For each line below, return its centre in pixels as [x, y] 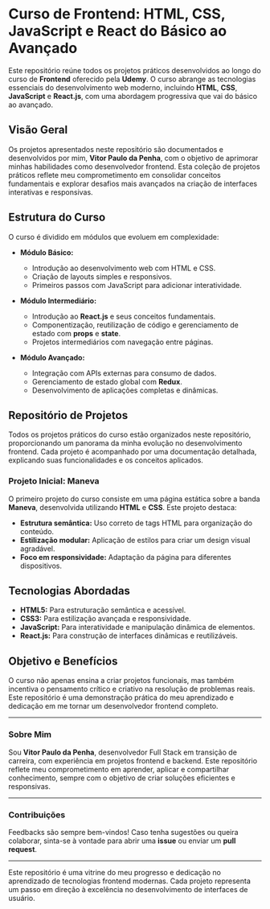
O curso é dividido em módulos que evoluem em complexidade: [114, 237]
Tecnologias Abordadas [70, 591]
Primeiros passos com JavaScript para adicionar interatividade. [137, 285]
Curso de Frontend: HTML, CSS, [117, 14]
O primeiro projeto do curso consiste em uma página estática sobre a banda [134, 499]
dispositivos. [41, 566]
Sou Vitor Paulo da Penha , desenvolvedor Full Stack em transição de [123, 752]
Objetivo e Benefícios [63, 661]
